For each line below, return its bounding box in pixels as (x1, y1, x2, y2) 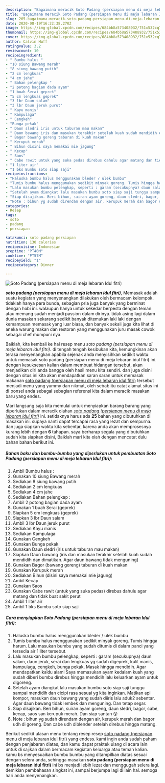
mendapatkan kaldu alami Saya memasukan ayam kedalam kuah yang (12, 669, 154, 675)
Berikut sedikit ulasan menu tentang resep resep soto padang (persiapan (5, 730, 153, 736)
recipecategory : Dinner (5, 263, 54, 268)
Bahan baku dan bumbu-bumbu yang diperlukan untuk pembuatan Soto (5, 450, 156, 457)
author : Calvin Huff (5, 39, 48, 44)
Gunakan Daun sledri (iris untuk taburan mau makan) (12, 546, 119, 552)
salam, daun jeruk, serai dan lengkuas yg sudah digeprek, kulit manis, (12, 658, 153, 664)
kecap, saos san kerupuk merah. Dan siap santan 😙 (12, 710, 118, 717)
